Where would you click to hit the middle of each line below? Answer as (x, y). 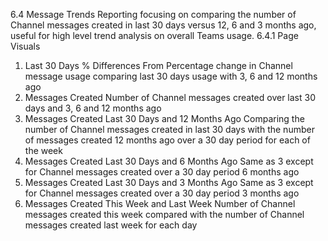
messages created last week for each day (111, 225)
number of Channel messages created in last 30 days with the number (169, 129)
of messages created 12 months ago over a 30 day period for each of (167, 140)
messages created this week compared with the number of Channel (164, 214)
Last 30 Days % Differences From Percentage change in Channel (158, 65)
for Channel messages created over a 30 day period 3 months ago (162, 193)
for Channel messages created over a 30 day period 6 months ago (162, 172)
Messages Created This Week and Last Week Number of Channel (160, 203)
